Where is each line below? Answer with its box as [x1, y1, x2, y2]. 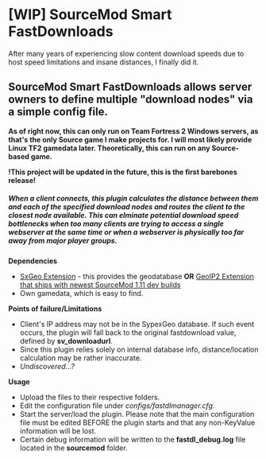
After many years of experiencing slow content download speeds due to [8, 49, 245, 58]
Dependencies [8, 256, 58, 266]
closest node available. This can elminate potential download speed [8, 211, 239, 220]
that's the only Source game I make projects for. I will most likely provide [8, 134, 253, 144]
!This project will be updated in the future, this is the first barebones [8, 167, 237, 177]
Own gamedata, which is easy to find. [19, 288, 144, 298]
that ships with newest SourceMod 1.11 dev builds [19, 280, 181, 290]
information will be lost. [19, 426, 97, 435]
